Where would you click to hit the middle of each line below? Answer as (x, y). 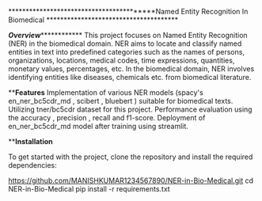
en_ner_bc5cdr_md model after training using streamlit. (98, 126)
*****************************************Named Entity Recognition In (128, 11)
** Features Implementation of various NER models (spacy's (106, 93)
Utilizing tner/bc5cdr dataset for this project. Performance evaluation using (130, 109)
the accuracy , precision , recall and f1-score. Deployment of (107, 118)
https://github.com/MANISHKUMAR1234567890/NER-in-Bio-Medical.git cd (131, 180)
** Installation (30, 141)
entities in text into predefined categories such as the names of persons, (127, 52)
